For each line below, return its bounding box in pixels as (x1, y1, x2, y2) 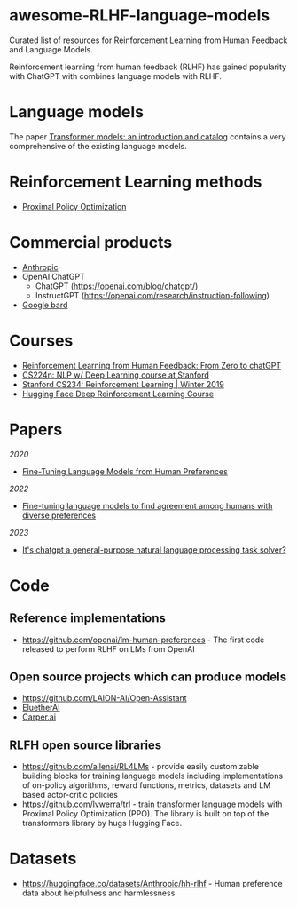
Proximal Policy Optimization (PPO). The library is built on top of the (21, 808, 270, 819)
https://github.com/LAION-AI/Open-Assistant (21, 693, 188, 704)
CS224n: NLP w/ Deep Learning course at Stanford (21, 370, 210, 380)
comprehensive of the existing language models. (9, 140, 188, 151)
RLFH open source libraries (9, 737, 162, 752)
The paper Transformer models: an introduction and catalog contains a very (9, 131, 286, 142)
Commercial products (9, 233, 173, 252)
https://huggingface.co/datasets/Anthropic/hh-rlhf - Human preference (21, 879, 284, 889)
